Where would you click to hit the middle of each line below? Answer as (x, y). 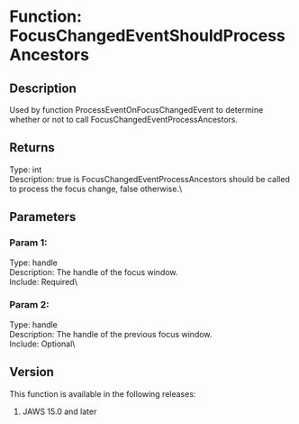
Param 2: (29, 305)
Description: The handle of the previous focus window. (111, 334)
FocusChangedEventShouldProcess (148, 36)
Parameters (43, 217)
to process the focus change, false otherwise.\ (96, 189)
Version (32, 372)
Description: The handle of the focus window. (94, 272)
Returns (32, 147)
